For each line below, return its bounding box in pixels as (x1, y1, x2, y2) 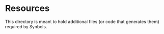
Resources (5, 3, 50, 14)
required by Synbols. (5, 23, 48, 29)
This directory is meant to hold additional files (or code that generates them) (5, 19, 160, 24)
